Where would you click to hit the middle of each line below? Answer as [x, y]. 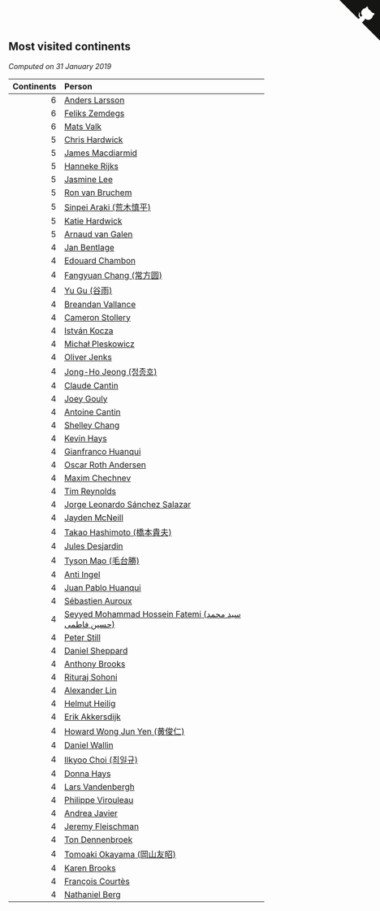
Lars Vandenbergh [99, 787]
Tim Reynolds [90, 491]
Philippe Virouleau [99, 800]
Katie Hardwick [93, 221]
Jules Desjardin [93, 546]
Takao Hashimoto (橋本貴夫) [118, 532]
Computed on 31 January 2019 [60, 66]
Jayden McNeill [94, 518]
